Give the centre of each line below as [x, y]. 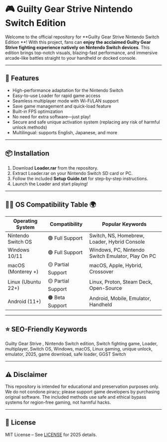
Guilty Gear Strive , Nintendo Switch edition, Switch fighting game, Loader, [82, 344]
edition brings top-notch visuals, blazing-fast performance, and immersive [81, 53]
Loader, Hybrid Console [117, 242]
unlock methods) [30, 127]
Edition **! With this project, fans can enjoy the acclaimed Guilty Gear [78, 42]
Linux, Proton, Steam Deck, [121, 282]
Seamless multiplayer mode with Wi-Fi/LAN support [65, 101]
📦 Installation [27, 153]
